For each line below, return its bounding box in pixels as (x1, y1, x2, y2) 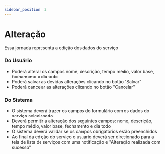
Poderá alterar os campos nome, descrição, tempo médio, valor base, (11, 68, 154, 74)
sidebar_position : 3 (4, 7, 47, 12)
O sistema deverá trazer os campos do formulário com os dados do (11, 108, 149, 114)
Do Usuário (4, 57, 32, 64)
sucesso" (11, 144, 32, 151)
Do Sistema (4, 96, 33, 103)
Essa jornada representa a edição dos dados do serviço (4, 45, 118, 51)
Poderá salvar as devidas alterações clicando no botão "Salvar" (11, 78, 142, 84)
